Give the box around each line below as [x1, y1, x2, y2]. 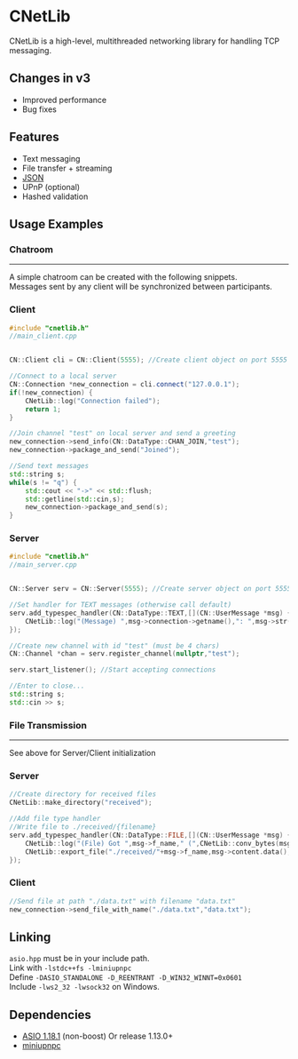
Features [9, 130, 59, 145]
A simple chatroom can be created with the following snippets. [9, 272, 238, 283]
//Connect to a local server [9, 371, 117, 381]
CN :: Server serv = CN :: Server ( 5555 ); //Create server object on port [9, 585, 272, 593]
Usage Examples [9, 216, 104, 232]
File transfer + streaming [21, 163, 113, 173]
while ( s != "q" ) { [9, 478, 77, 487]
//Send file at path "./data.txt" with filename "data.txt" [9, 896, 237, 905]
